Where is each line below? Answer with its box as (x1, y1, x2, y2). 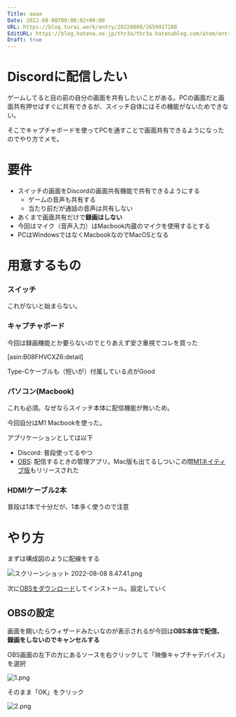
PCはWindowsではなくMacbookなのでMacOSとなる (17, 231, 169, 239)
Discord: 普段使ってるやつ (17, 448, 93, 457)
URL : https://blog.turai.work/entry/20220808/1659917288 (7, 23, 178, 30)
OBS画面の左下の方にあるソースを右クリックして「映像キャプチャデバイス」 (7, 651, 229, 659)
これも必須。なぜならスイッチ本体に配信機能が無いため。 (7, 403, 173, 412)
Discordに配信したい (7, 69, 128, 85)
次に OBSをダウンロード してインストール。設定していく (7, 584, 167, 593)
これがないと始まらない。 (7, 302, 81, 310)
